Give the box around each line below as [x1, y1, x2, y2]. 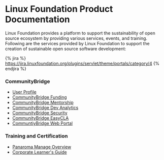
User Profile [12, 89, 37, 95]
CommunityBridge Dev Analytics [12, 105, 79, 111]
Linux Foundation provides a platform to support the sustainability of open [5, 30, 156, 36]
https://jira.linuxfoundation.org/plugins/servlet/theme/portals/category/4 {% [5, 60, 160, 66]
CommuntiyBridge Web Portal [12, 120, 73, 126]
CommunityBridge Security [12, 110, 67, 116]
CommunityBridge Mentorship [12, 100, 74, 106]
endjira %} [5, 65, 27, 72]
